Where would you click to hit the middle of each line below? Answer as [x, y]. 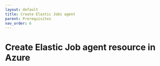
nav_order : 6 [18, 23]
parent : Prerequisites [28, 19]
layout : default [22, 10]
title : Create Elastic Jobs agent [40, 14]
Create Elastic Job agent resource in [80, 47]
